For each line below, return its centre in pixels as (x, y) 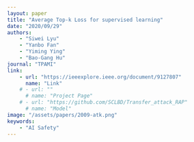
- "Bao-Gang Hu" (43, 58)
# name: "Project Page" (59, 96)
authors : (19, 32)
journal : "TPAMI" (32, 64)
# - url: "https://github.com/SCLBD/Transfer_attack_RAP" (103, 102)
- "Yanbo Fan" (39, 45)
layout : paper (27, 13)
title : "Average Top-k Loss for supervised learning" (85, 20)
